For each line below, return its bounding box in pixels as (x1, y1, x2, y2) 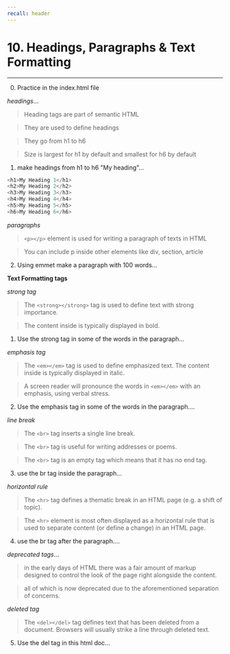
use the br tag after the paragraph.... (16, 537, 120, 545)
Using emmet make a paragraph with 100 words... (16, 260, 157, 269)
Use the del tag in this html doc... (16, 638, 111, 646)
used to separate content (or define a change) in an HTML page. (23, 523, 206, 532)
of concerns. (23, 591, 60, 600)
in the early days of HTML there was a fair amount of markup (23, 563, 196, 572)
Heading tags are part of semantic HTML (23, 110, 140, 118)
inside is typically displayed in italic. (23, 368, 125, 376)
